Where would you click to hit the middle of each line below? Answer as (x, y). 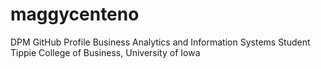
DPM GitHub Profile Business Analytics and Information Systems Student (160, 42)
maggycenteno (75, 14)
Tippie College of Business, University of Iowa (105, 52)
